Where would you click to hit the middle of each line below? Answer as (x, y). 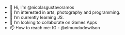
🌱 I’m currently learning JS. (37, 17)
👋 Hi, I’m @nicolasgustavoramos (42, 7)
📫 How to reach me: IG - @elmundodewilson (55, 28)
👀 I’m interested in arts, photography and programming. (65, 12)
